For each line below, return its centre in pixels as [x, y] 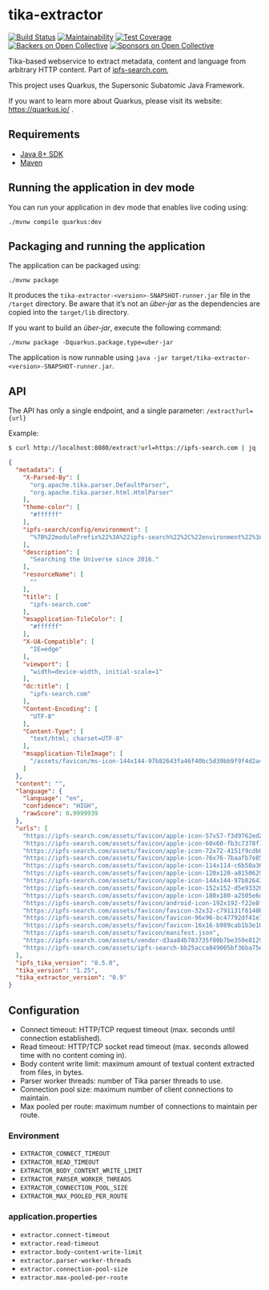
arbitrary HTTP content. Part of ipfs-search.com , [89, 69]
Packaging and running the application [107, 246]
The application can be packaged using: [74, 266]
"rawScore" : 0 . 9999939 [60, 814]
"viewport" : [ [46, 664]
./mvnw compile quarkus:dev [55, 222]
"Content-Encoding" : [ [60, 708]
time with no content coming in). [73, 1055]
